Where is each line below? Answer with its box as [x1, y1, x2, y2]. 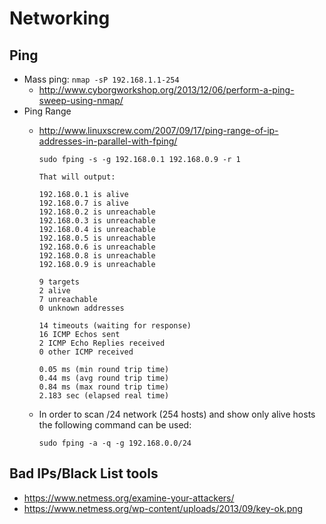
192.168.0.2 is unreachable [38, 207, 156, 217]
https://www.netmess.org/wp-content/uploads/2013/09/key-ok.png [23, 502, 304, 514]
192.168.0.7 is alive [38, 198, 129, 208]
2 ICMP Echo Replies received [38, 338, 166, 348]
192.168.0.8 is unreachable [38, 251, 156, 261]
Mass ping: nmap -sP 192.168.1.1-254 [23, 73, 180, 85]
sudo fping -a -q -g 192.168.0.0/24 [38, 438, 192, 448]
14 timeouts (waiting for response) [38, 321, 192, 331]
